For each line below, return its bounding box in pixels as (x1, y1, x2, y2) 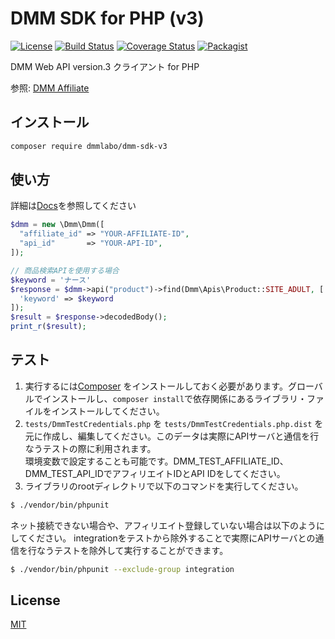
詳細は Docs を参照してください (10, 200, 137, 212)
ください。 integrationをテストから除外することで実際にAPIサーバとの (27, 532, 316, 544)
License (10, 592, 61, 609)
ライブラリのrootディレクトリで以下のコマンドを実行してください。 (24, 480, 304, 492)
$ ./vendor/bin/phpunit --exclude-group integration (10, 564, 235, 574)
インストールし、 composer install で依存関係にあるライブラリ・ (42, 392, 308, 404)
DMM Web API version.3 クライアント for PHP (10, 60, 200, 72)
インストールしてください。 (51, 405, 165, 417)
